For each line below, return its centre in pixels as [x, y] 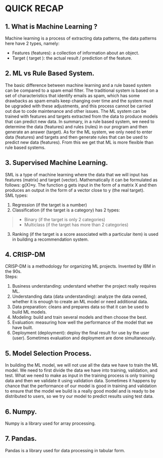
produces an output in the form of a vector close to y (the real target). [75, 190]
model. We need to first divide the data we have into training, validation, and [81, 370]
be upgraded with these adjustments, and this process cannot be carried [78, 106]
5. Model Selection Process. [48, 353]
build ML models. [29, 312]
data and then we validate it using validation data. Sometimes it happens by [81, 381]
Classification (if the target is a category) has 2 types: [66, 210]
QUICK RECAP [34, 9]
